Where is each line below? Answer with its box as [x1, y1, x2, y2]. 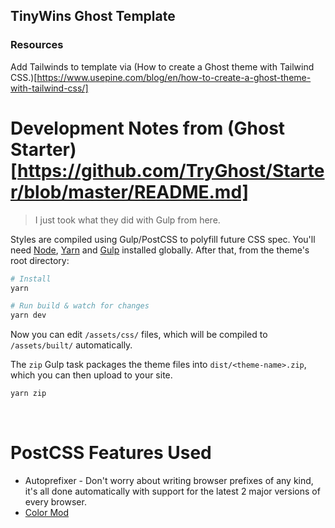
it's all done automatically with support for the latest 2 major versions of [24, 485, 321, 497]
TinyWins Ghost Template [10, 8, 176, 25]
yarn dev [10, 310, 47, 321]
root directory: [10, 254, 70, 266]
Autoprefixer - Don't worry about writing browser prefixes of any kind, [24, 474, 314, 486]
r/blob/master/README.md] [10, 180, 250, 203]
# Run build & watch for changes [10, 301, 150, 311]
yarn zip [10, 389, 47, 399]
